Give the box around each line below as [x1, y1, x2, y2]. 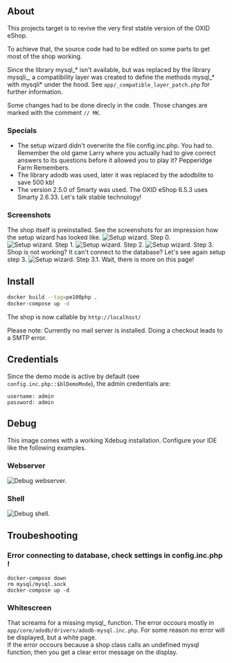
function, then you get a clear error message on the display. [7, 648, 178, 657]
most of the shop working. [7, 52, 82, 60]
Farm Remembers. [17, 163, 71, 172]
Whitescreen [7, 603, 52, 612]
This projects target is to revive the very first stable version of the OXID [7, 24, 210, 32]
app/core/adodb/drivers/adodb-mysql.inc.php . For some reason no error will [7, 626, 225, 635]
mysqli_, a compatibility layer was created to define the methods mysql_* [7, 73, 215, 81]
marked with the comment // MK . [7, 108, 101, 116]
